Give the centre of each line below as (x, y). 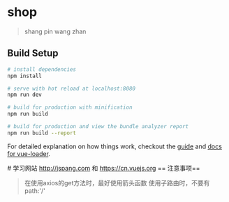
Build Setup (33, 53)
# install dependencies (42, 69)
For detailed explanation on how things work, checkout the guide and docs (114, 146)
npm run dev (24, 95)
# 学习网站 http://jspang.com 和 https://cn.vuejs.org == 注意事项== (104, 168)
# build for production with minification (70, 108)
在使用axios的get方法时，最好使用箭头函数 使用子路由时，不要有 (117, 182)
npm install (24, 76)
